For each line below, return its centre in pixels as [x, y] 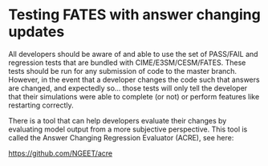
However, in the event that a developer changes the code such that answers [134, 79]
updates [37, 32]
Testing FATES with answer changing [134, 15]
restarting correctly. [41, 105]
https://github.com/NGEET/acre [61, 153]
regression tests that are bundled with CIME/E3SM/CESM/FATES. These [127, 63]
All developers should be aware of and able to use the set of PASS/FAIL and [133, 54]
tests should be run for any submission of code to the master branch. [123, 71]
